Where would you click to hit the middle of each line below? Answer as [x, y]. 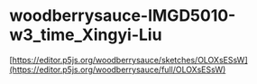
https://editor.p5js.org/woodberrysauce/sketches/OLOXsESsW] [130, 60]
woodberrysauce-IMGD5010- [123, 16]
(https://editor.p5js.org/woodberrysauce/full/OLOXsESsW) [118, 70]
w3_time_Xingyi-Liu [86, 35]
